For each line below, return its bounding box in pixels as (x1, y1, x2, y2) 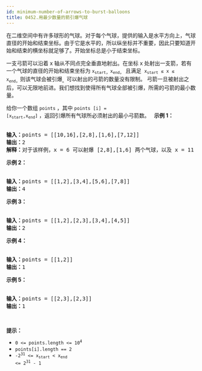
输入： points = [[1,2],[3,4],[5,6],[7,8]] (6, 178, 130, 185)
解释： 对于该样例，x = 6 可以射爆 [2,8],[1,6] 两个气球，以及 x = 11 (6, 147, 194, 153)
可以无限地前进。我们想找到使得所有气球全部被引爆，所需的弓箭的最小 (16, 84, 191, 91)
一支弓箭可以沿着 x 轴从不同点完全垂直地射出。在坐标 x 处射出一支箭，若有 (6, 60, 192, 67)
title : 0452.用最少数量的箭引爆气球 (6, 14, 88, 20)
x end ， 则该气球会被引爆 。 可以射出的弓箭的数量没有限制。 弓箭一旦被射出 (6, 76, 185, 84)
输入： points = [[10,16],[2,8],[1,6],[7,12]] (6, 132, 139, 138)
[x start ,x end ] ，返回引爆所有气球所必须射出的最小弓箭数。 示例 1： (6, 112, 174, 120)
